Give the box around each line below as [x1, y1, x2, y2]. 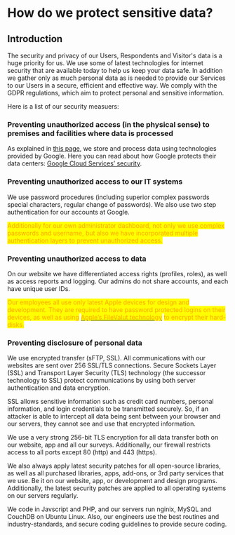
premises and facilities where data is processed [7, 128, 174, 138]
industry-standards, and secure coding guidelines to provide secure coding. [7, 520, 227, 529]
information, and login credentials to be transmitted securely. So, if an [7, 405, 209, 413]
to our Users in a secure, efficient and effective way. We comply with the [7, 81, 217, 89]
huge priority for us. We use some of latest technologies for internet [7, 59, 203, 67]
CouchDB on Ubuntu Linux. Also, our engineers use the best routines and [7, 513, 220, 521]
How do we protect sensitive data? [7, 5, 213, 21]
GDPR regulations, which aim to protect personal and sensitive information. [7, 89, 224, 97]
